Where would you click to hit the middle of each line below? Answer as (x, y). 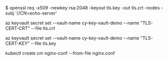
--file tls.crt (43, 28)
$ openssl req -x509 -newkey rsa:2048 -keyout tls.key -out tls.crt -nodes (82, 8)
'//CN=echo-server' (36, 13)
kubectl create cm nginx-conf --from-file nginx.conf (60, 53)
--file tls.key (43, 43)
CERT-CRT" (18, 28)
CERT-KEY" (17, 43)
